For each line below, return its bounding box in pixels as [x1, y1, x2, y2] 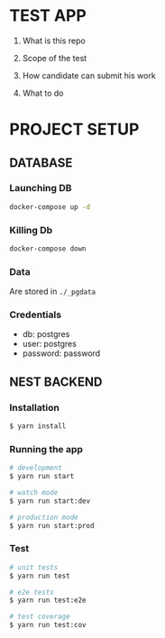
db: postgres [22, 329, 70, 340]
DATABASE [9, 155, 73, 170]
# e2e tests [9, 588, 54, 597]
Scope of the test [22, 52, 87, 63]
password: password [22, 348, 101, 359]
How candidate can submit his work [22, 69, 156, 81]
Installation [9, 401, 60, 414]
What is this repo [22, 35, 86, 46]
